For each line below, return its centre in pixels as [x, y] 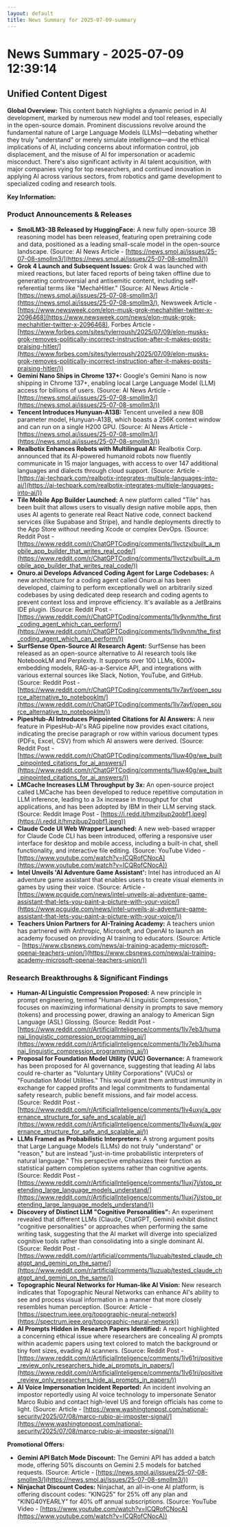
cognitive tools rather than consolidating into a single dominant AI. [111, 1241]
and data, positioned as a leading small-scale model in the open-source [118, 244]
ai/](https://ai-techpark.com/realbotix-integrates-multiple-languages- [115, 485]
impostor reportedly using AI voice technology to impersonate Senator [116, 1395]
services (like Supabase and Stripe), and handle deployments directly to [119, 521]
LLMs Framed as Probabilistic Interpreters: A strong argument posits [116, 1139]
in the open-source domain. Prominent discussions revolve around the [106, 125]
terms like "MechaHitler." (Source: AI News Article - [120, 288]
